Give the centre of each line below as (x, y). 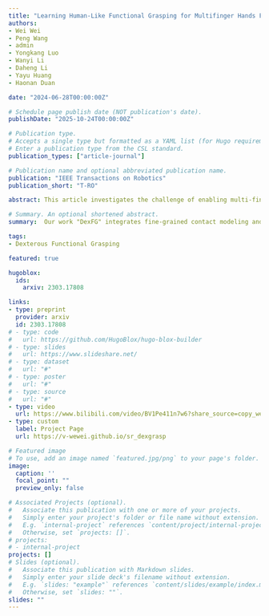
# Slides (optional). (44, 562)
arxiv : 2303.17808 (53, 288)
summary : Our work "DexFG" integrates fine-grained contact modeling (128, 222)
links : (19, 302)
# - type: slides (37, 347)
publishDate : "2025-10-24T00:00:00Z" (71, 120)
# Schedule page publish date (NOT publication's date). (105, 112)
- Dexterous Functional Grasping (64, 244)
